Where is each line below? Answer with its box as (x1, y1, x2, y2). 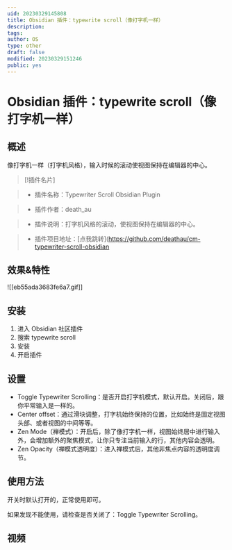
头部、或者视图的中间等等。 (17, 419, 97, 427)
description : (7, 23, 45, 30)
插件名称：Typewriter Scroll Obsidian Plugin (34, 190, 161, 199)
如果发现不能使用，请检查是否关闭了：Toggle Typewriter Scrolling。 (7, 510, 202, 518)
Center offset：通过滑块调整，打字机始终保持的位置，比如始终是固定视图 (17, 410, 226, 419)
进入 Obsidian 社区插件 (17, 324, 83, 333)
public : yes (7, 62, 42, 69)
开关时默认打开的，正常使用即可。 (7, 495, 105, 503)
